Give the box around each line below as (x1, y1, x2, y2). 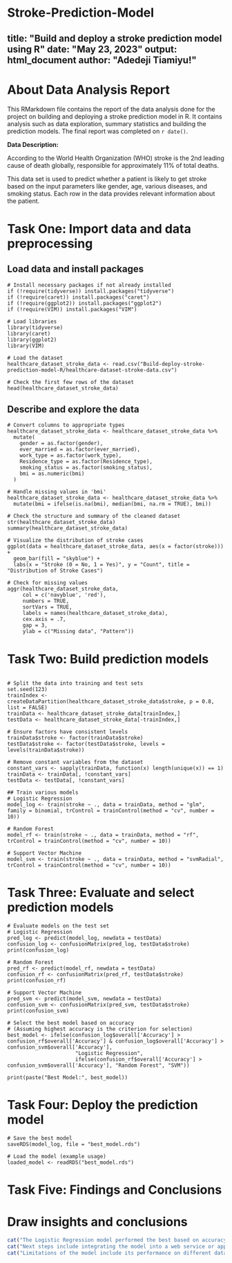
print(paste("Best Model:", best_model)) (7, 1074, 128, 1081)
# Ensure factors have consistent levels (7, 729, 128, 735)
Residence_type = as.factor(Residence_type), (19, 458, 153, 465)
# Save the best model (7, 1135, 72, 1142)
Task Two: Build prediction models (7, 651, 209, 667)
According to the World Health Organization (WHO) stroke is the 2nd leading (7, 154, 224, 162)
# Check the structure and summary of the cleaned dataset (7, 513, 181, 520)
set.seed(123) (7, 686, 48, 693)
